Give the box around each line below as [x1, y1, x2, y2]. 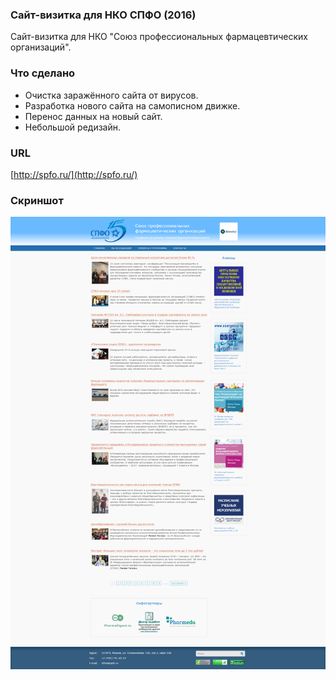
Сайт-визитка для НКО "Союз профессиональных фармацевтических [10, 31, 308, 43]
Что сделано [10, 66, 76, 80]
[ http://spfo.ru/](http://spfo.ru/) [10, 168, 138, 180]
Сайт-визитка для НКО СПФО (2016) [10, 8, 197, 22]
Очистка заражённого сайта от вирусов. [24, 89, 199, 101]
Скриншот [10, 193, 64, 207]
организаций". [10, 41, 72, 53]
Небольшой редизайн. [24, 121, 121, 133]
